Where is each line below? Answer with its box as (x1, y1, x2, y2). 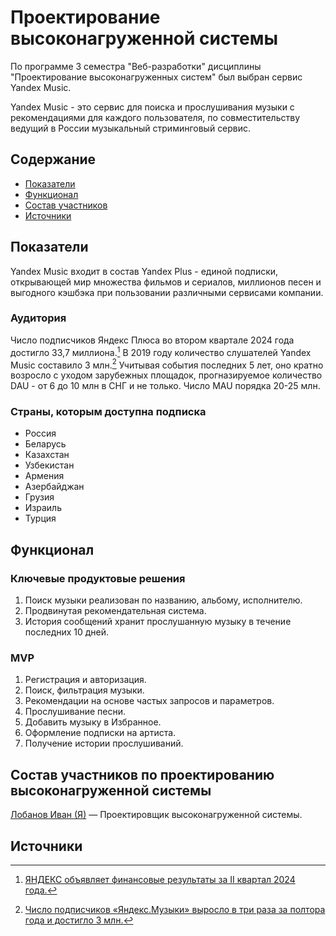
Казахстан (24, 449, 70, 461)
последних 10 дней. (24, 626, 110, 638)
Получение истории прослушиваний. (24, 737, 184, 750)
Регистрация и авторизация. (24, 674, 147, 686)
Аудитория (10, 311, 67, 325)
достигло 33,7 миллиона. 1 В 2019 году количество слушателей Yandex (10, 344, 312, 358)
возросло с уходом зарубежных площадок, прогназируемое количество (10, 369, 323, 381)
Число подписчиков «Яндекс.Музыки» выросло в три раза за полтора (24, 904, 326, 916)
